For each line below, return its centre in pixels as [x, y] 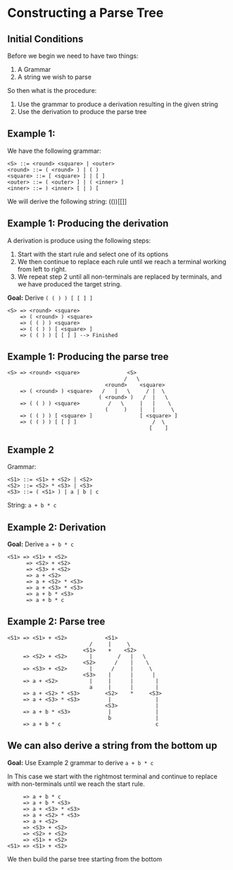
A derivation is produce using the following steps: [79, 240]
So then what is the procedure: [52, 90]
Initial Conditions [45, 39]
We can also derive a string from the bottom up [112, 746]
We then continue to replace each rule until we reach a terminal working [122, 261]
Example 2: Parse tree [56, 622]
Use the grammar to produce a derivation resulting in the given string [118, 104]
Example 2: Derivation [57, 527]
